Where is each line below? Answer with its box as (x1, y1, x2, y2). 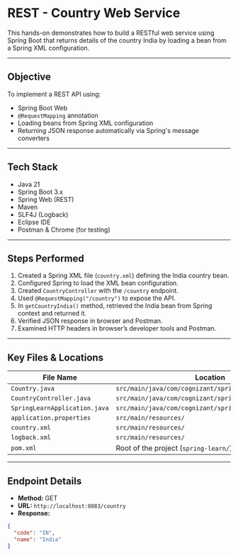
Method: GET (17, 494, 58, 502)
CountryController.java (11, 395, 91, 402)
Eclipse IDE (17, 218, 51, 226)
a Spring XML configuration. (7, 43, 90, 52)
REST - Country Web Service (7, 5, 181, 21)
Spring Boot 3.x (17, 187, 64, 196)
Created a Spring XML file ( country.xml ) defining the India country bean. (17, 272, 229, 280)
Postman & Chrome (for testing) (17, 225, 111, 234)
